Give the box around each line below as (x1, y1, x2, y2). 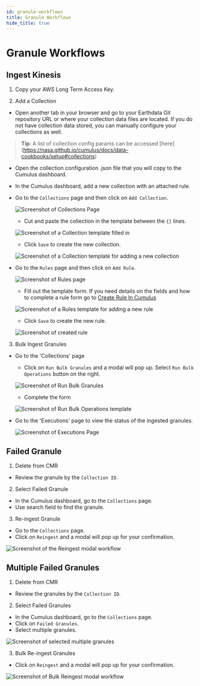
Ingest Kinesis (6, 70, 61, 80)
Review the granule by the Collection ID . (14, 474, 118, 481)
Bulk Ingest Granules (14, 341, 67, 348)
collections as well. (14, 128, 63, 136)
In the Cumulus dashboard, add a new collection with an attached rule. (14, 182, 191, 190)
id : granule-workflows (6, 8, 63, 15)
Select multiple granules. (14, 626, 77, 633)
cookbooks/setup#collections (20, 153, 95, 160)
